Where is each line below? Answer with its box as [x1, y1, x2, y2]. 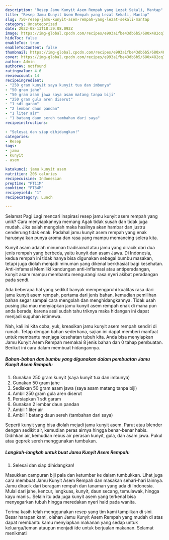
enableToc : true [5, 40, 39, 46]
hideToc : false [5, 36, 37, 41]
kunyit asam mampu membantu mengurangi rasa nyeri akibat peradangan [5, 271, 158, 277]
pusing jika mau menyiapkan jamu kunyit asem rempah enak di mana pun [5, 302, 157, 308]
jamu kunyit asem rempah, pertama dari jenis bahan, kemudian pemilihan [5, 292, 157, 298]
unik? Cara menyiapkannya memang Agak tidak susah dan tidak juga [5, 218, 148, 224]
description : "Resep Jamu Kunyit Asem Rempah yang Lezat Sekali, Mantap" [5, 7, 163, 13]
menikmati [5, 530, 27, 536]
